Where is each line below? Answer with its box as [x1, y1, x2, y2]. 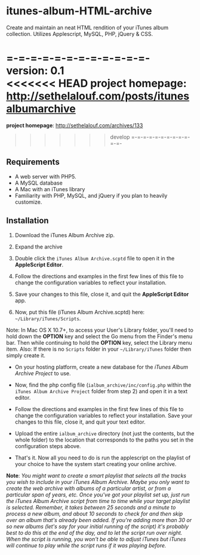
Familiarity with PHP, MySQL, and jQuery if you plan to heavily [14, 192, 168, 199]
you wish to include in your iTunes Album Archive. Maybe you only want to [6, 478, 190, 485]
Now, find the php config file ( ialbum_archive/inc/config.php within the [14, 381, 192, 388]
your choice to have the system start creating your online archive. [14, 460, 177, 467]
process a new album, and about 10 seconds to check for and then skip [6, 510, 183, 517]
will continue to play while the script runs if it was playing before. [6, 542, 167, 549]
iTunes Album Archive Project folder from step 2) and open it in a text [14, 387, 188, 395]
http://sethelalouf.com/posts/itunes [6, 90, 190, 103]
